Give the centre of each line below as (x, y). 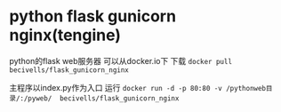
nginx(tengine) (65, 35)
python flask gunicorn (92, 16)
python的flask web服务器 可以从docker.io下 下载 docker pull (121, 60)
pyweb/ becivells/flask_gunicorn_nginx (104, 98)
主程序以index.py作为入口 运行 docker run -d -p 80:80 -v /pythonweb (138, 87)
